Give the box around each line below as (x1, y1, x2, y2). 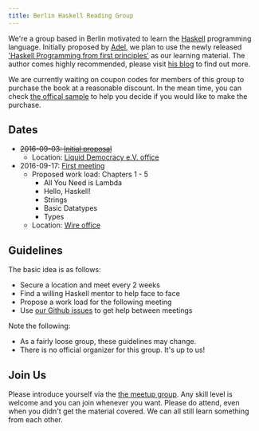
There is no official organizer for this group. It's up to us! (19, 345, 206, 355)
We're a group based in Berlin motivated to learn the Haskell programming (8, 34, 252, 43)
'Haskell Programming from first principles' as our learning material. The (8, 50, 245, 60)
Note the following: (8, 321, 71, 331)
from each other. (8, 415, 64, 425)
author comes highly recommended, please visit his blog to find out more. (8, 59, 251, 69)
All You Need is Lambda (43, 178, 122, 188)
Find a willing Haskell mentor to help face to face (19, 289, 181, 299)
